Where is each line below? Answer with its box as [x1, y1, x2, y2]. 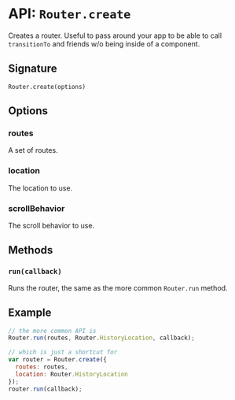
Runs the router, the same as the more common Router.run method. [8, 283, 228, 292]
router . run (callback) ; [8, 385, 83, 393]
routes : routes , [15, 363, 68, 371]
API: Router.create [8, 5, 131, 23]
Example [8, 306, 52, 320]
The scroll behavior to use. [8, 221, 95, 231]
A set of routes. [8, 146, 58, 155]
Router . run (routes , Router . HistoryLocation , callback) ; [8, 334, 195, 343]
